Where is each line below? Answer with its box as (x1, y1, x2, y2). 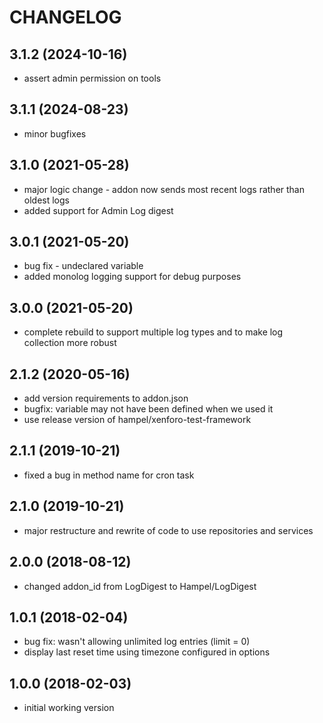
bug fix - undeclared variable (23, 260, 144, 272)
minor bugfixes (23, 127, 87, 140)
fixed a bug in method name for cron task (23, 469, 195, 481)
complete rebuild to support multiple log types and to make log (23, 326, 284, 338)
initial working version (23, 702, 115, 714)
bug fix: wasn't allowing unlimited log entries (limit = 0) (23, 636, 251, 648)
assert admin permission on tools (23, 72, 162, 84)
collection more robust (23, 337, 117, 349)
